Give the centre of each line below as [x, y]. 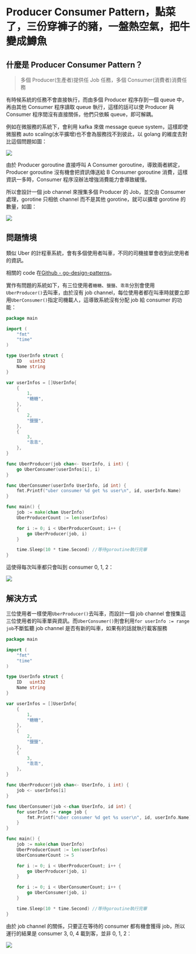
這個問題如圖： [29, 141]
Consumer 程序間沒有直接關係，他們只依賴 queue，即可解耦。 [81, 114]
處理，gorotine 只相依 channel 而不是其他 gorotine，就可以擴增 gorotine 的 [96, 199]
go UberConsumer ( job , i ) [57, 893]
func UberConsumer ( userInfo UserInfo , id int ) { [66, 485]
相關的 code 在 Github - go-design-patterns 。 [61, 272]
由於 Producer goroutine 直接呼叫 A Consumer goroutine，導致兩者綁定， [94, 165]
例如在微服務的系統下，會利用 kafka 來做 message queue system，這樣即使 [97, 127]
